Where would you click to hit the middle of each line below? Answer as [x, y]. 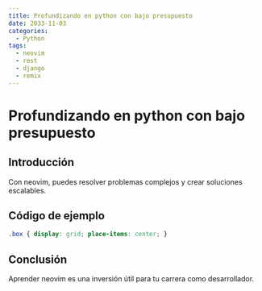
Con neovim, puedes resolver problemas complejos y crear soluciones [126, 181]
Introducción [42, 162]
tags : [17, 46]
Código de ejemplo [56, 216]
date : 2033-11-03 [37, 23]
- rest [27, 61]
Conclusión [38, 259]
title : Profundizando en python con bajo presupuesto [101, 16]
